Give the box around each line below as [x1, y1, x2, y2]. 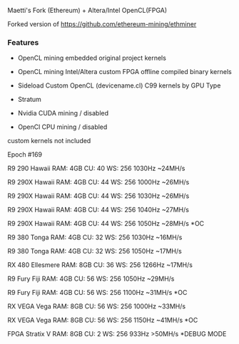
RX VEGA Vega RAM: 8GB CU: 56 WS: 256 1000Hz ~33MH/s [7, 302, 186, 311]
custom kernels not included [7, 137, 91, 145]
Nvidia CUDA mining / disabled [17, 109, 109, 118]
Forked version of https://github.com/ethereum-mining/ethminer [7, 20, 197, 28]
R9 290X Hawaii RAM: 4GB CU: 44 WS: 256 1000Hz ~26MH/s [7, 178, 190, 187]
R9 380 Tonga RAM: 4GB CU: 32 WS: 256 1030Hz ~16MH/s [7, 233, 183, 241]
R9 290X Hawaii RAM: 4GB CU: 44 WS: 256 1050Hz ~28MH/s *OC [7, 219, 205, 228]
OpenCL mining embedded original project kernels [17, 53, 166, 63]
